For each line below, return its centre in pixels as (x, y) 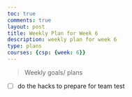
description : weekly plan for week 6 (62, 40)
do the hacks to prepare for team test (71, 86)
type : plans (24, 46)
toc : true (22, 14)
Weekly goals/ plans (53, 72)
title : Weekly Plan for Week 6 (53, 33)
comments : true (29, 20)
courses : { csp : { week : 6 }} (46, 53)
